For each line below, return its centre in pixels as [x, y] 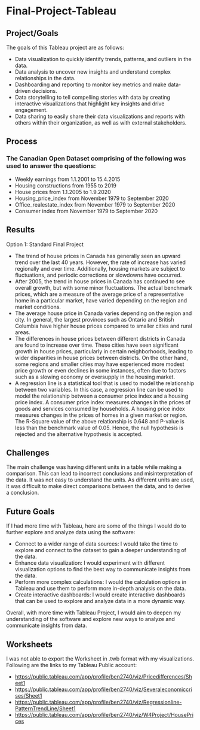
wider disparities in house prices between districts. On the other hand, [101, 358]
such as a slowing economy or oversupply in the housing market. [95, 377]
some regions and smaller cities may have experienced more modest [99, 364]
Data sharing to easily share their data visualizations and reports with [100, 116]
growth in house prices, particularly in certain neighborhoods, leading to [104, 351]
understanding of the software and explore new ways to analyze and [90, 619]
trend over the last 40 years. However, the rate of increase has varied [100, 262]
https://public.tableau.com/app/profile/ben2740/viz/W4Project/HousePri [104, 714]
